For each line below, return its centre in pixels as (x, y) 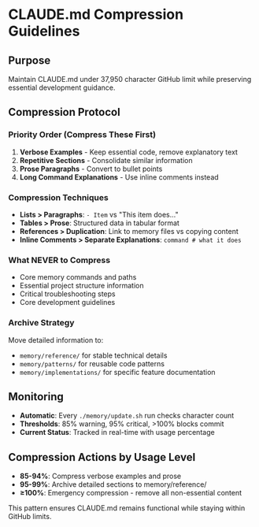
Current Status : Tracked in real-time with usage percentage (117, 432)
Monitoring (36, 397)
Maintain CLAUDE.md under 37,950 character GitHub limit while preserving (130, 79)
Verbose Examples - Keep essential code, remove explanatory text (129, 152)
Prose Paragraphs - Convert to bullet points (91, 169)
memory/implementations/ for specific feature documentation (117, 372)
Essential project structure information (81, 286)
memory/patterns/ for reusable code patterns (92, 363)
